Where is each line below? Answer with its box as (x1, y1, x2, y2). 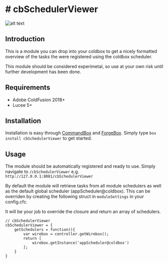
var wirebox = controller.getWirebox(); (23, 232, 109, 237)
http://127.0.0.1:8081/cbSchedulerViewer (5, 174, 94, 179)
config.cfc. (5, 199, 28, 205)
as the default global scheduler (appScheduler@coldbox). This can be (5, 188, 151, 194)
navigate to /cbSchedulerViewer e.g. (5, 169, 79, 175)
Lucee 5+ (12, 102, 33, 108)
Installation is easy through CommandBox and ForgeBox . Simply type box (5, 130, 157, 136)
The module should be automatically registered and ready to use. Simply (5, 163, 156, 169)
